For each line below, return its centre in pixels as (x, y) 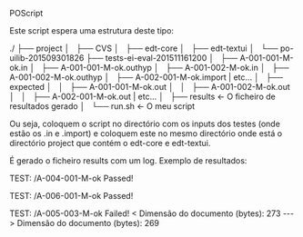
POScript (26, 13)
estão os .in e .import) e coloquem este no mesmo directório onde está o (146, 133)
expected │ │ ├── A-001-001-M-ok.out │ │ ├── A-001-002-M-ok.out (150, 87)
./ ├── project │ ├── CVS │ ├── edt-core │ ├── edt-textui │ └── (144, 48)
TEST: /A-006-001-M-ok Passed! (71, 196)
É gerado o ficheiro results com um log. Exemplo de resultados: (128, 161)
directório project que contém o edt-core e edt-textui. (110, 143)
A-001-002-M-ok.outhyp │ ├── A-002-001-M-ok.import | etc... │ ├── (146, 77)
